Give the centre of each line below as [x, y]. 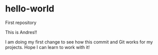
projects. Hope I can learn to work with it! [48, 47]
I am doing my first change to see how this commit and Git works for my [79, 42]
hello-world [30, 9]
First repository [21, 22]
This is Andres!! [21, 32]
